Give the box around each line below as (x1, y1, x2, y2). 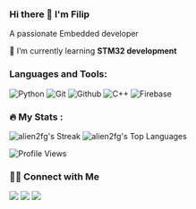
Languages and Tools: (9, 68, 107, 80)
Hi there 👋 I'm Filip (9, 8, 90, 21)
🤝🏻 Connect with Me (9, 170, 100, 182)
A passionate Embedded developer (9, 29, 139, 39)
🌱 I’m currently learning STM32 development (9, 46, 177, 56)
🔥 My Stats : (9, 111, 64, 123)
